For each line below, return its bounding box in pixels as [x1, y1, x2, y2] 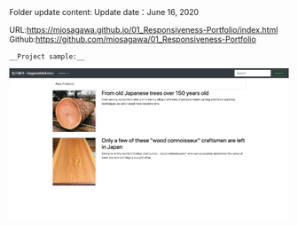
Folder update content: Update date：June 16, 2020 [9, 7, 200, 17]
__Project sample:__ [9, 52, 86, 61]
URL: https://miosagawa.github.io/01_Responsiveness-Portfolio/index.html [9, 25, 278, 35]
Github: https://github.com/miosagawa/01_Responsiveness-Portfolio [9, 34, 257, 44]
